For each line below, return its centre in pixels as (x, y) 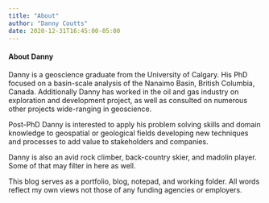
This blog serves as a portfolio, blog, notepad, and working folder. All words (134, 181)
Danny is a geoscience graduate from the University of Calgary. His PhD (128, 74)
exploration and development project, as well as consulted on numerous (128, 100)
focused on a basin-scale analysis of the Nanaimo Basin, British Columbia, (132, 83)
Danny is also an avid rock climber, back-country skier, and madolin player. (132, 157)
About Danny (31, 56)
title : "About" (34, 16)
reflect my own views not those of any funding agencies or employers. (126, 189)
